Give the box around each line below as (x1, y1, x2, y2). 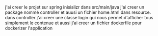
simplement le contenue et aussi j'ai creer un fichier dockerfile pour (5, 20, 142, 26)
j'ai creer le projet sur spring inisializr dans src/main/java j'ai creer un (5, 4, 145, 10)
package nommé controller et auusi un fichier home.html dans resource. (5, 9, 151, 15)
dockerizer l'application (5, 25, 53, 31)
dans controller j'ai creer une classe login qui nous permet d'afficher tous (5, 15, 154, 20)
